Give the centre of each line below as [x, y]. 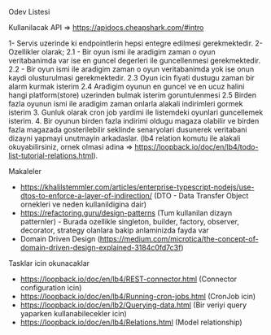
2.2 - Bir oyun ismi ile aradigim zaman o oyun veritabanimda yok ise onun [131, 69]
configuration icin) [51, 287]
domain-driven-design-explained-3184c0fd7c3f [101, 248]
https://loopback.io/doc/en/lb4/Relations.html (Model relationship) [131, 322]
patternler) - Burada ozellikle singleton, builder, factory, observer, [130, 222]
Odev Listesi [29, 12]
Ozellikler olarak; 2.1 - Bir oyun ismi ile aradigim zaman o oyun [112, 52]
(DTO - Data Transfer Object [201, 196]
